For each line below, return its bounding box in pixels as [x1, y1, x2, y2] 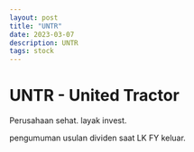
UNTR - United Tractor [9, 85, 180, 106]
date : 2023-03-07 [9, 30, 75, 39]
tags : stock [9, 47, 54, 56]
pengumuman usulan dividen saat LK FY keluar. [9, 132, 187, 144]
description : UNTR [9, 38, 79, 48]
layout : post [9, 13, 59, 22]
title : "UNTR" [9, 22, 63, 31]
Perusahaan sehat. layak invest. [9, 115, 127, 126]
